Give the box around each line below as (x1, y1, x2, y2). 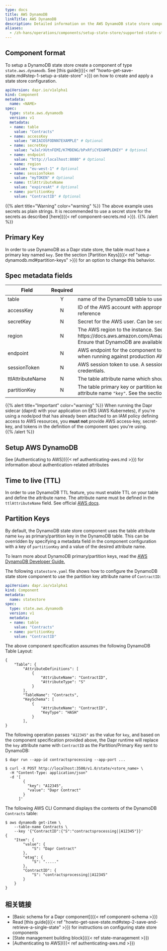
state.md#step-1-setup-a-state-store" (5, 73, 83, 79)
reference (78, 310, 101, 317)
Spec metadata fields (5, 272, 73, 280)
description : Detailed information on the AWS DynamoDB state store (5, 21, 150, 26)
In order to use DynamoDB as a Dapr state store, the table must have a (5, 246, 150, 252)
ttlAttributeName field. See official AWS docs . (5, 500, 100, 506)
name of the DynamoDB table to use (78, 296, 163, 303)
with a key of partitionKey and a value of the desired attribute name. (5, 543, 147, 549)
